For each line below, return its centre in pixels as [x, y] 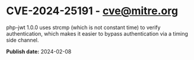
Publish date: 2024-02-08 [39, 51]
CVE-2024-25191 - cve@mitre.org [92, 11]
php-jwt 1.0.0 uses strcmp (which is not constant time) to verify [83, 27]
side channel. [23, 40]
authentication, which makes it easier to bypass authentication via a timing [97, 33]
